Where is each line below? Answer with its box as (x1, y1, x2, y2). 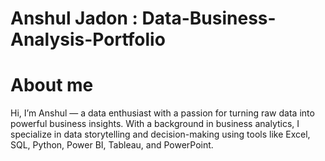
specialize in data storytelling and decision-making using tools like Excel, (10, 128, 311, 141)
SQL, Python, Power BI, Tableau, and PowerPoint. (10, 139, 214, 151)
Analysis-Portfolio (10, 28, 166, 51)
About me (10, 74, 94, 97)
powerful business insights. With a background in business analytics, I (10, 118, 300, 130)
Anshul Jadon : (10, 7, 138, 30)
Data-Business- (141, 7, 277, 30)
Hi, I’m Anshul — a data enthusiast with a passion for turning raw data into (10, 107, 315, 119)
